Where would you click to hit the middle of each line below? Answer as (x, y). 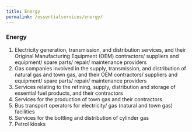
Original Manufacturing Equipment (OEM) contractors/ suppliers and (97, 56)
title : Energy (23, 11)
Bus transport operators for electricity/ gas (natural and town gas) (94, 105)
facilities (25, 112)
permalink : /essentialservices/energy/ (55, 17)
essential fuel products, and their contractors (69, 93)
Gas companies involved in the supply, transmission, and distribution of (100, 68)
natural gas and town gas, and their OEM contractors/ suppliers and (96, 74)
